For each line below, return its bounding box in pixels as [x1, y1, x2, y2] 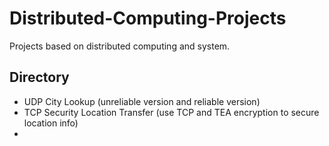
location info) [23, 117, 79, 129]
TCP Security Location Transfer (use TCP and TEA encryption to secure [23, 106, 320, 118]
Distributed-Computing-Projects [9, 7, 287, 30]
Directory [9, 69, 70, 86]
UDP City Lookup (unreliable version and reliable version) [23, 95, 261, 107]
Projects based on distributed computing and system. [9, 40, 231, 52]
